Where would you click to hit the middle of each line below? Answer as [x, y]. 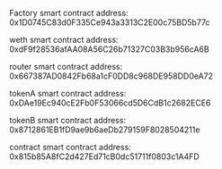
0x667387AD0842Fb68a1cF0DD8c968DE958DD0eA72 [111, 76]
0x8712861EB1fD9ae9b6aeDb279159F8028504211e [105, 130]
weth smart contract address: [64, 40]
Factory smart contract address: [69, 13]
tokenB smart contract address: [68, 120]
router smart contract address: [66, 67]
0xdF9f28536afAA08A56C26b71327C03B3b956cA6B [109, 49]
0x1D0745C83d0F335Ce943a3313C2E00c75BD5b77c [110, 22]
